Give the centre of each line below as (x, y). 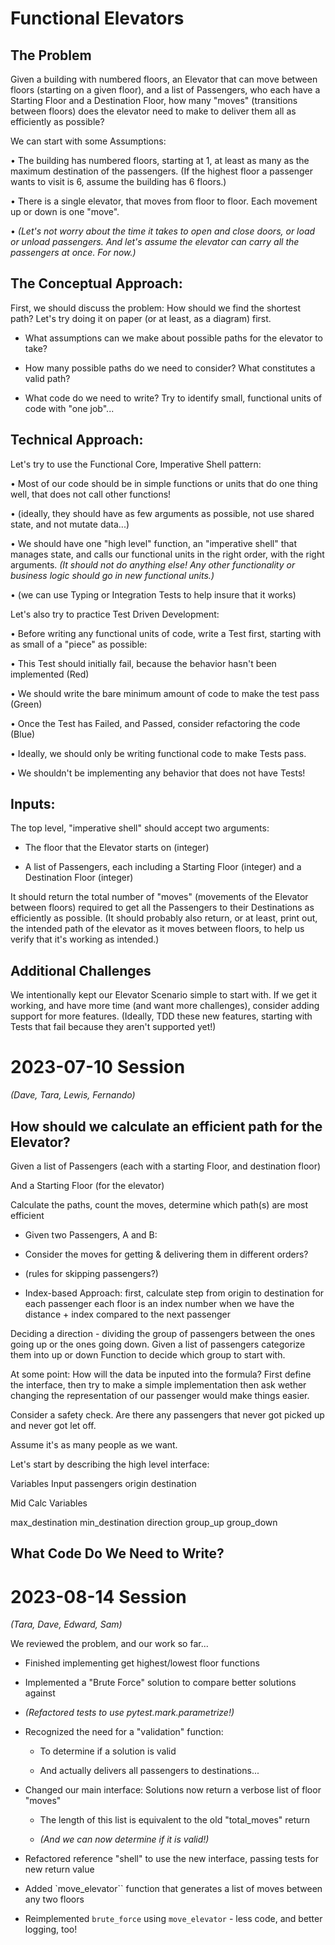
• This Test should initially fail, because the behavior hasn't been (143, 663)
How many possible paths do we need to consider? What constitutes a (170, 368)
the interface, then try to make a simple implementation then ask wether (158, 1385)
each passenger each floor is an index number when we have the (159, 1303)
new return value (59, 1869)
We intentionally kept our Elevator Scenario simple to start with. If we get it (164, 995)
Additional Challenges (81, 970)
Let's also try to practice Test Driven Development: (115, 614)
